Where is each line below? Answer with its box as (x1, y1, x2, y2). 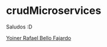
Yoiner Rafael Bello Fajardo (6, 34, 72, 41)
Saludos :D (6, 23, 32, 30)
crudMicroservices (6, 4, 102, 17)
